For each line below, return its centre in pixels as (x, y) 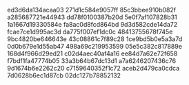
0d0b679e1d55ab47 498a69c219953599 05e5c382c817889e (95, 46)
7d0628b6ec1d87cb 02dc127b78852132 (64, 75)
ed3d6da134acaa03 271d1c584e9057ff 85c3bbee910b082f (92, 10)
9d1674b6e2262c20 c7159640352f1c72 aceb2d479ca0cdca (93, 68)
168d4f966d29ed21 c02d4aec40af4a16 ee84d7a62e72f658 (92, 53)
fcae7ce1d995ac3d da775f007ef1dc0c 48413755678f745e (90, 32)
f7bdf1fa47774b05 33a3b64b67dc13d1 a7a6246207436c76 (92, 61)
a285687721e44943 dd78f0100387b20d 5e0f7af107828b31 (92, 17)
